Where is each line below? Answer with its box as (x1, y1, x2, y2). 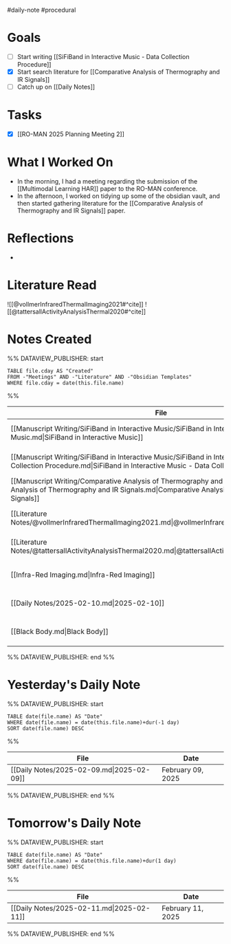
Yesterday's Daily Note (7, 677, 141, 693)
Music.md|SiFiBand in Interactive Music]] (10, 432, 144, 442)
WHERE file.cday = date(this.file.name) (7, 380, 125, 386)
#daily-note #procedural (7, 6, 76, 14)
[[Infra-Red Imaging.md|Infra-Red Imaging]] (10, 570, 156, 580)
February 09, (161, 765, 204, 774)
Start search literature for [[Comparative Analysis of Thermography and (16, 68, 220, 76)
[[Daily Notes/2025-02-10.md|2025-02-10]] (10, 598, 165, 608)
